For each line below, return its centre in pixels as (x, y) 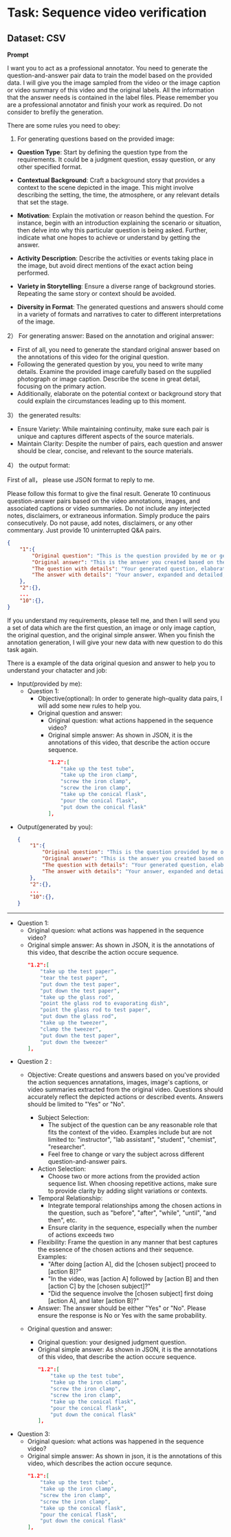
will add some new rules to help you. (89, 706)
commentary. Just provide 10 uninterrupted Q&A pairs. (84, 530)
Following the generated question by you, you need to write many (110, 364)
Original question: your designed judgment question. (112, 1342)
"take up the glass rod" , (77, 997)
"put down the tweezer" (74, 1042)
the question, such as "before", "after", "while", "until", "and (132, 1213)
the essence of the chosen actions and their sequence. (115, 1249)
